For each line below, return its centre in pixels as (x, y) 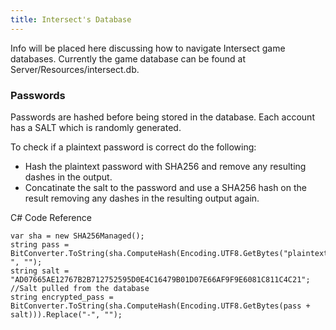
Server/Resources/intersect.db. (75, 69)
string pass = (40, 244)
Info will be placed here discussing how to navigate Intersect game (148, 48)
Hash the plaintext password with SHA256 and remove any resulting (165, 166)
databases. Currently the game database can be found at (128, 58)
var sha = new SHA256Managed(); (77, 236)
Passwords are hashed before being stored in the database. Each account (162, 117)
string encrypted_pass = (62, 297)
